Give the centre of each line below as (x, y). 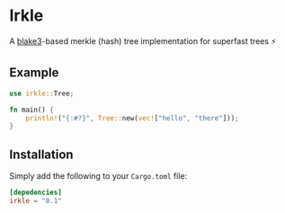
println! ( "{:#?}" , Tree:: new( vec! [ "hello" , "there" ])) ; (133, 118)
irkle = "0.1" (36, 200)
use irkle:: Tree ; (42, 93)
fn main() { (31, 110)
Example (34, 73)
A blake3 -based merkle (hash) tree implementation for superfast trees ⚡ (143, 40)
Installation (41, 154)
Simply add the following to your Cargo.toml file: (98, 176)
